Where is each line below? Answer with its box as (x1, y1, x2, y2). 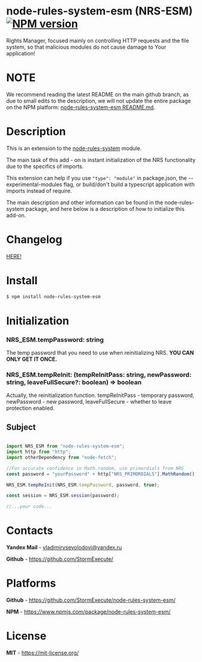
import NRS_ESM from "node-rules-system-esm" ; (6, 443, 125, 449)
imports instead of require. (6, 187, 72, 194)
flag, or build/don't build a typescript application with (63, 181, 195, 188)
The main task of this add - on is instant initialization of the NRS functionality (6, 156, 196, 163)
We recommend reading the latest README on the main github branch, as (6, 90, 189, 98)
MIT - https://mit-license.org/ (6, 649, 79, 656)
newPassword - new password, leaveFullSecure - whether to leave (6, 398, 172, 405)
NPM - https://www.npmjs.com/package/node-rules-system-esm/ (6, 608, 171, 616)
